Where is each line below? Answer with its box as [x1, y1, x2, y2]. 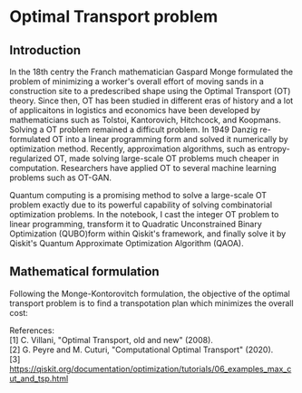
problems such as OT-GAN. [9, 172, 112, 183]
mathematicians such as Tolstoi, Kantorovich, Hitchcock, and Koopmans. [9, 115, 281, 125]
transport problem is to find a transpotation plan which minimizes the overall [9, 297, 294, 309]
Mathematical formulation [9, 264, 161, 280]
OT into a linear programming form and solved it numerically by [52, 134, 288, 144]
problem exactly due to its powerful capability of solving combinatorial [9, 199, 273, 210]
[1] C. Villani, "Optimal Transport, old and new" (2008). [9, 334, 213, 345]
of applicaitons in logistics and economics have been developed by [9, 105, 261, 115]
